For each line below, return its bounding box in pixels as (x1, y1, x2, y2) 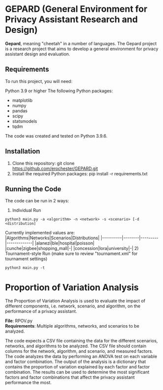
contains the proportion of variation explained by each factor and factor (5, 364, 150, 370)
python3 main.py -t (5, 265, 45, 271)
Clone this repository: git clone (12, 160, 75, 166)
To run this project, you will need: (5, 78, 73, 84)
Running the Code (5, 185, 61, 193)
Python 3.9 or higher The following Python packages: (5, 87, 113, 94)
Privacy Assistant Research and (5, 14, 138, 25)
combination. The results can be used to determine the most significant (5, 369, 150, 375)
